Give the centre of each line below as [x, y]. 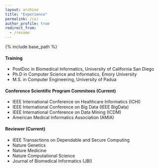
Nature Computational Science [44, 156]
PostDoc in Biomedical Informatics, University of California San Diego [83, 69]
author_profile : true [27, 23]
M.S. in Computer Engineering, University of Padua [64, 80]
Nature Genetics [29, 145]
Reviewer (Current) [25, 129]
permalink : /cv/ [22, 19]
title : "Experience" [26, 14]
